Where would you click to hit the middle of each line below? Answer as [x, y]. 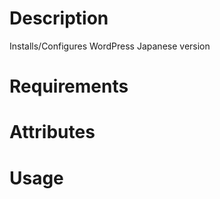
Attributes [52, 132]
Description [59, 18]
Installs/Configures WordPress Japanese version [110, 46]
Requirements [69, 86]
